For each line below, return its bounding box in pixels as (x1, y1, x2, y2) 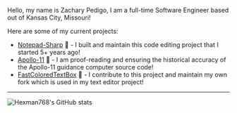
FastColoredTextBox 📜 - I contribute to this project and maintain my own (17, 70, 228, 79)
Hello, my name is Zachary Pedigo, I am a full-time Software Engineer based (7, 6, 229, 14)
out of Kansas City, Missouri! (7, 13, 91, 22)
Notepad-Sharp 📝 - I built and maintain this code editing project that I (17, 41, 219, 48)
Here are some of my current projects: (7, 27, 119, 35)
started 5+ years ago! (17, 48, 81, 56)
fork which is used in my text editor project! (17, 78, 144, 86)
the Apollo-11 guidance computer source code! (17, 63, 154, 71)
